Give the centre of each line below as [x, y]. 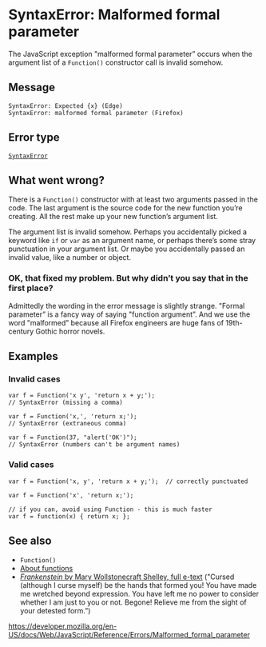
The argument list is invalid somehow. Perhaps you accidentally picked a [128, 232]
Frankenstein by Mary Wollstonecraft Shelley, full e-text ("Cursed [127, 577]
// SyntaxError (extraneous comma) [67, 424]
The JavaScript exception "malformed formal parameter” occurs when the [131, 54]
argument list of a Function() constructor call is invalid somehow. [116, 62]
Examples [33, 356]
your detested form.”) [55, 611]
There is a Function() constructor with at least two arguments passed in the [133, 200]
